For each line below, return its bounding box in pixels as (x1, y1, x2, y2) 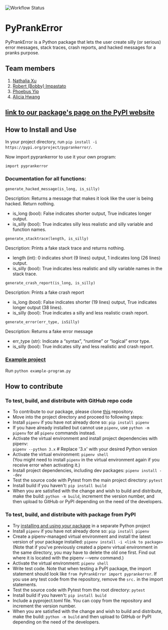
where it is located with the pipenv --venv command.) (12, 555, 124, 561)
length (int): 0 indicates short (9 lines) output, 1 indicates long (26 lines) (12, 255, 161, 261)
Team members (5, 64, 55, 73)
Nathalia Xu (12, 77, 37, 84)
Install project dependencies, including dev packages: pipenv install (12, 467, 157, 474)
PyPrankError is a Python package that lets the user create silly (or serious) (5, 39, 161, 45)
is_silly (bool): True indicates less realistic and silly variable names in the (12, 266, 162, 272)
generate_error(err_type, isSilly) (5, 320, 80, 325)
